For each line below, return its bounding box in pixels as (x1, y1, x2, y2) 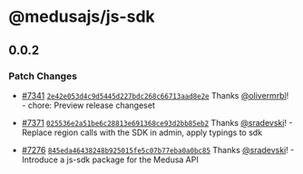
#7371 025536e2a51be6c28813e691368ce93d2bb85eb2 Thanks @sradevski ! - (21, 117, 293, 128)
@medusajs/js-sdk (8, 6, 155, 27)
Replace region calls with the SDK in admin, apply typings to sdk (21, 127, 263, 138)
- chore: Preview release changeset (21, 100, 155, 111)
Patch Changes (8, 70, 78, 82)
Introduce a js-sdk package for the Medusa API (21, 154, 199, 165)
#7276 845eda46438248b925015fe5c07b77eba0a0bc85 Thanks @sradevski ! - (21, 144, 295, 155)
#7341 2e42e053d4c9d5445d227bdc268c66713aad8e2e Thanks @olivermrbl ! (21, 90, 289, 101)
